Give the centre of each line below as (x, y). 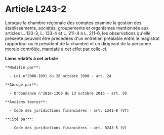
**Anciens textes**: (26, 102)
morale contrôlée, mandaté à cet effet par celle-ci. (56, 49)
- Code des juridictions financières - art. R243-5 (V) (68, 128)
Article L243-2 (36, 9)
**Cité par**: (20, 119)
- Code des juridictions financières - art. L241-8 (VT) (69, 110)
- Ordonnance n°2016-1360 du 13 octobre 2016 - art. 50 (68, 93)
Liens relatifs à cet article (32, 58)
